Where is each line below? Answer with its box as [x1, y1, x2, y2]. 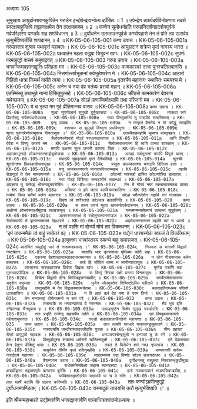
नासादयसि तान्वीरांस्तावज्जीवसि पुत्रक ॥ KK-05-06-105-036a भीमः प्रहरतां [43, 326, 183, 332]
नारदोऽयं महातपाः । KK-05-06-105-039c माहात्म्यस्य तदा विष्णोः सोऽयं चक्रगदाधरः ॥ [6, 352, 166, 358]
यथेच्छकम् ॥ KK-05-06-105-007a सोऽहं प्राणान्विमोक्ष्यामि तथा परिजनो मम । [6, 97, 155, 103]
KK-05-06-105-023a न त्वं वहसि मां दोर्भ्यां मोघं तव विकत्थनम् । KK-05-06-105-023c [6, 223, 186, 230]
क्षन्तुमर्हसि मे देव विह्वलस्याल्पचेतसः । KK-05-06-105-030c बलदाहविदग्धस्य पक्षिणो [35, 285, 189, 291]
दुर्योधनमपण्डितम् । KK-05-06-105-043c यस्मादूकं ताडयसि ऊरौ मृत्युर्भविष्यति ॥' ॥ [6, 385, 169, 391]
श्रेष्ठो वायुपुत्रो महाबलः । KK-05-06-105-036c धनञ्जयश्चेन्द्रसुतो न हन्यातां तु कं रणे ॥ [6, 332, 171, 338]
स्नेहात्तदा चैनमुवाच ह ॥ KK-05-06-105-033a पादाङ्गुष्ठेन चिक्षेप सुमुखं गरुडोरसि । [6, 306, 165, 312]
